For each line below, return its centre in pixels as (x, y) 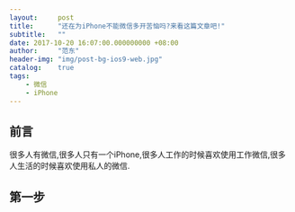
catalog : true (42, 68)
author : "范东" (45, 51)
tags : (19, 76)
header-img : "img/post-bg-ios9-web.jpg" (86, 59)
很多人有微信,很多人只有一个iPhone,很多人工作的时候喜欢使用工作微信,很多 (147, 155)
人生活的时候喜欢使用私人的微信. (70, 166)
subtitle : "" (38, 34)
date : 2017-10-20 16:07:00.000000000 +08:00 (94, 43)
